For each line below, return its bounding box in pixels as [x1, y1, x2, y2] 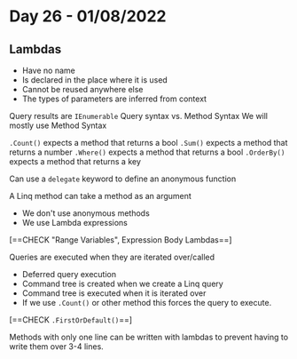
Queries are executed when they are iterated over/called [9, 251, 215, 262]
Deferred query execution [21, 269, 117, 279]
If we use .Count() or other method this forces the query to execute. [21, 298, 272, 307]
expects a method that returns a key [9, 156, 142, 166]
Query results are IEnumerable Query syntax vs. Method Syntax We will [9, 111, 269, 121]
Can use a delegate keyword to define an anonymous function [9, 173, 237, 184]
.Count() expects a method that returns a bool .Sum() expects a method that [9, 138, 288, 148]
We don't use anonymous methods [21, 208, 151, 219]
